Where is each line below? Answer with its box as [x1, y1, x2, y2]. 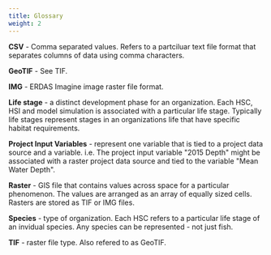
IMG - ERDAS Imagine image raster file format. [8, 82, 164, 91]
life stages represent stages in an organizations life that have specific [8, 114, 241, 124]
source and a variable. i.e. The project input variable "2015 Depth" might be [8, 147, 261, 157]
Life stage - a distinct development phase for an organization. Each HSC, [8, 97, 253, 107]
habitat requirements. [8, 123, 80, 133]
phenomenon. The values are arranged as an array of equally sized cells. [8, 189, 252, 198]
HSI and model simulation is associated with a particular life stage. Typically [8, 106, 262, 116]
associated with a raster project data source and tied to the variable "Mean [8, 155, 259, 166]
